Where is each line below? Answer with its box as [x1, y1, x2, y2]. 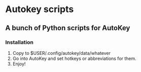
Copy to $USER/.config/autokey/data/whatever [12, 50, 111, 56]
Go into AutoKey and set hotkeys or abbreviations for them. [12, 55, 137, 61]
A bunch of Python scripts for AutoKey [5, 24, 130, 32]
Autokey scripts [5, 4, 74, 15]
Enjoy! [12, 60, 26, 66]
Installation [5, 39, 34, 46]
